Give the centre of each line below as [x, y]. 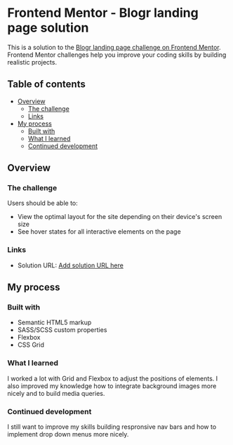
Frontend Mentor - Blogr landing [103, 13]
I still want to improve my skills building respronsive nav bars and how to [112, 427]
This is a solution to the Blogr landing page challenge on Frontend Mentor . [114, 47]
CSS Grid [31, 345]
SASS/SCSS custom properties [62, 330]
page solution [48, 28]
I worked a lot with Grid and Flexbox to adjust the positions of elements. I [113, 378]
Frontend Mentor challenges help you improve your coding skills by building [117, 55]
